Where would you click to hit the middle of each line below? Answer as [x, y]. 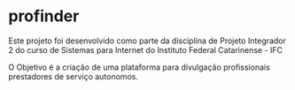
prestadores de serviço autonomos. [74, 76]
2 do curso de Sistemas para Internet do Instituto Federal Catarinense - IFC [146, 49]
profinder [44, 16]
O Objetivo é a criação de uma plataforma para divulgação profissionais [140, 67]
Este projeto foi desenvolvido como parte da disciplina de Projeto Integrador [147, 41]
